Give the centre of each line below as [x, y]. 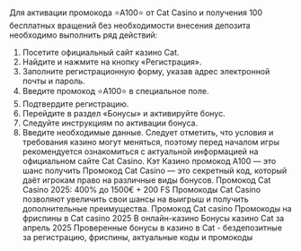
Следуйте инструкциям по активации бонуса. [110, 123]
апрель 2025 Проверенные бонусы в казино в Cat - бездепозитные [152, 228]
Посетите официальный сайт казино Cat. [101, 52]
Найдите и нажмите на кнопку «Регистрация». [112, 62]
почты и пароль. [53, 81]
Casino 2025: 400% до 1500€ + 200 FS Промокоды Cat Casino [142, 190]
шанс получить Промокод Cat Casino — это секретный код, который [155, 170]
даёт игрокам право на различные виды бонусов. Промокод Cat [146, 180]
